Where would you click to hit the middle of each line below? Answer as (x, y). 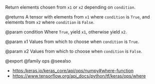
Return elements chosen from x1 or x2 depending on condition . (70, 7)
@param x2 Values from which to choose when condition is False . (74, 51)
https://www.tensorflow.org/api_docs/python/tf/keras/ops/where (79, 76)
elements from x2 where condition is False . (50, 22)
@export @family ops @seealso (38, 61)
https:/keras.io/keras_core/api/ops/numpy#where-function (73, 70)
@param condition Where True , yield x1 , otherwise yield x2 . (66, 32)
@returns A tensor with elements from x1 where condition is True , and (77, 17)
